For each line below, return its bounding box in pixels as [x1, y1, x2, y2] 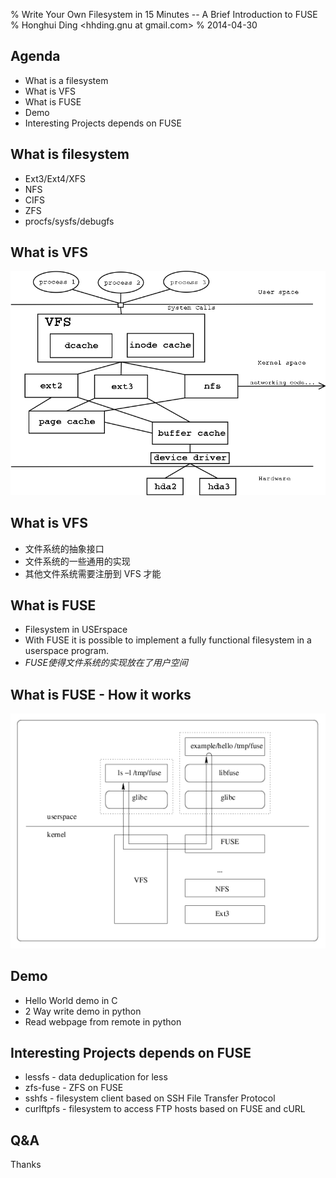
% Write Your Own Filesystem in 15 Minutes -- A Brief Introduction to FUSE [10, 9, 318, 20]
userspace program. [24, 645, 109, 657]
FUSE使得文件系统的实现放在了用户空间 [24, 657, 188, 669]
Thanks [10, 1159, 42, 1171]
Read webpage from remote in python [24, 1015, 182, 1028]
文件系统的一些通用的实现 [24, 555, 131, 567]
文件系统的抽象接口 [24, 542, 105, 554]
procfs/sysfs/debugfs [24, 215, 115, 227]
